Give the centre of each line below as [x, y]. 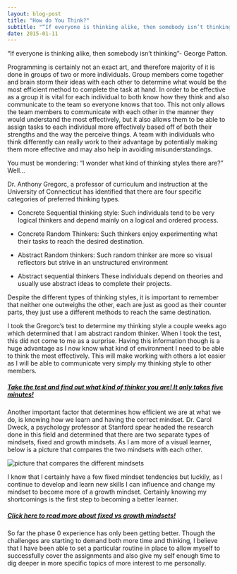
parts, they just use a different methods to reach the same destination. [109, 312]
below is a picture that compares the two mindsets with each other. [105, 450]
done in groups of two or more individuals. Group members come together [116, 75]
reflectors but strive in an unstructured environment [92, 263]
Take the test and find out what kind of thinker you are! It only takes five [115, 387]
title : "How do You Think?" [49, 20]
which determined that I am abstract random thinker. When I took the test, [115, 333]
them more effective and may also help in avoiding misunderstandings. [110, 149]
